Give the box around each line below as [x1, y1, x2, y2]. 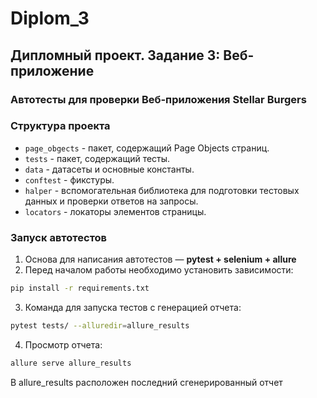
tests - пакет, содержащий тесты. [24, 152, 171, 164]
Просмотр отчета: [24, 338, 103, 351]
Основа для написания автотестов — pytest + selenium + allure [24, 253, 297, 266]
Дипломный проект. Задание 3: [10, 47, 221, 64]
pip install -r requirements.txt [10, 283, 150, 294]
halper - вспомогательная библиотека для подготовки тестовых [24, 184, 300, 196]
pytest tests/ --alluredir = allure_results [10, 320, 190, 331]
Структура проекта [10, 119, 111, 133]
